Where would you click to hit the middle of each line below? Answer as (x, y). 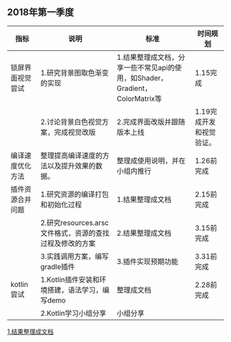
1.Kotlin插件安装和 (70, 279)
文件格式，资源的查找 (75, 233)
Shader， (152, 78)
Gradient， (134, 88)
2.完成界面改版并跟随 (151, 121)
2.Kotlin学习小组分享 (73, 313)
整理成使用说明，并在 (151, 161)
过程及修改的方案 (68, 243)
